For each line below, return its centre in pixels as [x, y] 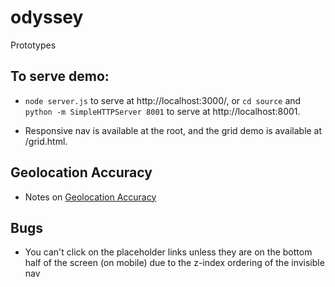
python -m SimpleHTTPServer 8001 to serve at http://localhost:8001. [162, 111]
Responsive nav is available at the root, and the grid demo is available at [173, 130]
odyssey [47, 17]
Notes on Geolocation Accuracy [90, 197]
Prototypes [33, 45]
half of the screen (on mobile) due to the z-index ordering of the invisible [174, 263]
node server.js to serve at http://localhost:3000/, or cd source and [163, 100]
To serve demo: [60, 76]
